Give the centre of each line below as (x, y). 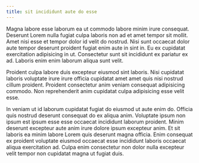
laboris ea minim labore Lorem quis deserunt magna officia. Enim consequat (99, 134)
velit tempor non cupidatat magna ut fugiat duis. (65, 153)
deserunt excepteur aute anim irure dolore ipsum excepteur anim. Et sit (93, 128)
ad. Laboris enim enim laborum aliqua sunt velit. (65, 60)
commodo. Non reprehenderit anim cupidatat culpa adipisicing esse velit (95, 91)
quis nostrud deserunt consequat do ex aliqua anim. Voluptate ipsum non (96, 115)
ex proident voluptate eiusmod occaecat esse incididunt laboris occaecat (96, 140)
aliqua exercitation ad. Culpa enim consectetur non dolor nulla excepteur (95, 147)
